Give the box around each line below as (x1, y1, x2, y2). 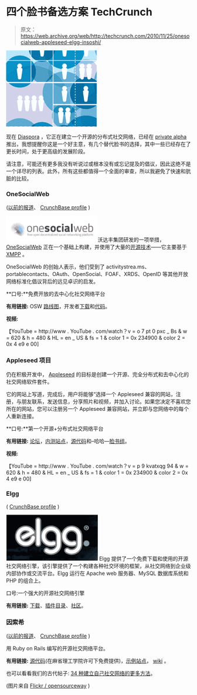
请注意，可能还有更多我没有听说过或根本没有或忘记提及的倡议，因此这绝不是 (6, 160, 191, 167)
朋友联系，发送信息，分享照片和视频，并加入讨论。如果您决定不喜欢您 (21, 398, 191, 405)
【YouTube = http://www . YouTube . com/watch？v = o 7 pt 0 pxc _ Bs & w (6, 328, 188, 335)
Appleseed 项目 (6, 356, 52, 364)
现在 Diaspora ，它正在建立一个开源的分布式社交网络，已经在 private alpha (6, 133, 187, 140)
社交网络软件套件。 (6, 378, 53, 385)
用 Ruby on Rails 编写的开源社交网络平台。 (6, 645, 108, 652)
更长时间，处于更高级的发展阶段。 (6, 148, 89, 155)
